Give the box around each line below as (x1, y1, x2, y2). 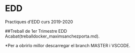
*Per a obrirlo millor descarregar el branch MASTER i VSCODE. (5, 42, 131, 48)
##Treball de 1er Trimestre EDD (5, 28, 67, 34)
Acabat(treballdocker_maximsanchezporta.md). (5, 33, 100, 39)
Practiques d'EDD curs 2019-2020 (5, 19, 73, 25)
